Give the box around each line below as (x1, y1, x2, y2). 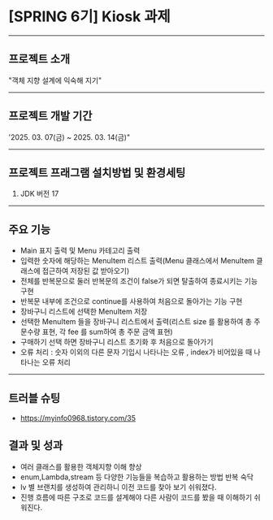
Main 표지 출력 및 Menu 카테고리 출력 (19, 245, 141, 256)
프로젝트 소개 (8, 52, 71, 66)
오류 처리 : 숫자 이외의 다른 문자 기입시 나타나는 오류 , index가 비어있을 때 (19, 347, 253, 357)
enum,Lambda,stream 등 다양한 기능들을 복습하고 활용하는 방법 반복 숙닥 (19, 472, 254, 482)
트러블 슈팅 (8, 391, 61, 405)
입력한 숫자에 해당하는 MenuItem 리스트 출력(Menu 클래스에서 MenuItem (19, 256, 254, 266)
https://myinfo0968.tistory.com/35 (19, 414, 136, 422)
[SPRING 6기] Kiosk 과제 (8, 7, 171, 26)
